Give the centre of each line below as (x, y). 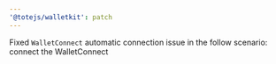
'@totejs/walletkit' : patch (61, 17)
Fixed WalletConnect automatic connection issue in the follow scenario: (138, 42)
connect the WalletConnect (59, 51)
